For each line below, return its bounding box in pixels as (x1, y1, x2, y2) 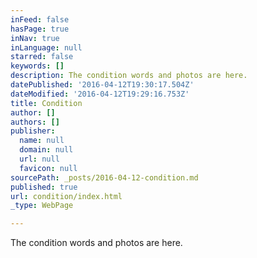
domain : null (19, 145, 74, 155)
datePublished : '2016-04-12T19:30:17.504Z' (10, 80, 195, 90)
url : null (19, 154, 60, 164)
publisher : (10, 126, 56, 136)
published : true (10, 182, 78, 192)
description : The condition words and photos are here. (10, 71, 248, 81)
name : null (19, 136, 65, 146)
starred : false (10, 52, 74, 62)
